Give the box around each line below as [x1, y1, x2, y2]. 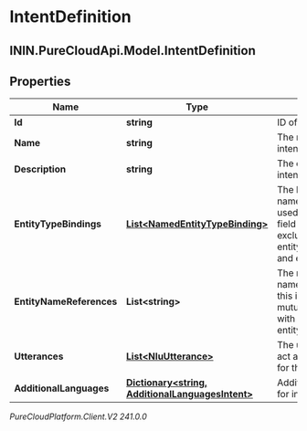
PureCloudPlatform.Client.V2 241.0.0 [9, 411, 148, 422]
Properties [9, 73, 71, 89]
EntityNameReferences [14, 295, 118, 308]
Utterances [14, 350, 64, 363]
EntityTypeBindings [14, 217, 102, 230]
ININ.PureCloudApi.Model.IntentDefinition [9, 43, 256, 58]
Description [14, 163, 67, 175]
